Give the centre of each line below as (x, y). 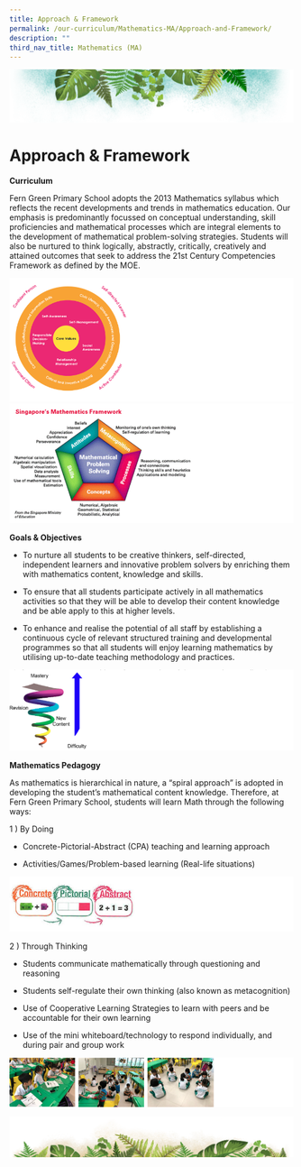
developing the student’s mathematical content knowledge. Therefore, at (144, 793)
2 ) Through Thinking (49, 946)
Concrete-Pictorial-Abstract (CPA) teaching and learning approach (146, 847)
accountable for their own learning (87, 1017)
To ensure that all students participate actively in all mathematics (143, 592)
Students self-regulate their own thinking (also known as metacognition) (156, 990)
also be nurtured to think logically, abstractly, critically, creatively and (138, 246)
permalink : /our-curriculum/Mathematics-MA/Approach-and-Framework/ (141, 28)
